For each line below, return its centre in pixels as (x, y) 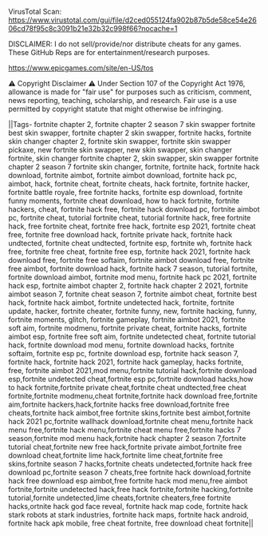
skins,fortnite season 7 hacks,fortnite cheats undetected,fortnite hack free (130, 464)
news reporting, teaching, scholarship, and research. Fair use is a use (122, 100)
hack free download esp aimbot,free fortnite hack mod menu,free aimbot (128, 481)
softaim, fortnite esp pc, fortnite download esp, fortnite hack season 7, (124, 353)
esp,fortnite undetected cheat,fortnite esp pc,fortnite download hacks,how (131, 379)
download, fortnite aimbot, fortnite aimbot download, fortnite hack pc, (123, 175)
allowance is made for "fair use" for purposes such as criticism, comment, (130, 92)
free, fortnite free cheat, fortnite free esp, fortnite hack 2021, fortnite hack (130, 252)
